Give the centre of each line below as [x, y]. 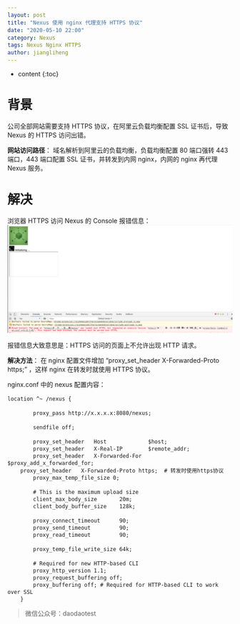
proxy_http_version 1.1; [70, 571]
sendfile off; [54, 428]
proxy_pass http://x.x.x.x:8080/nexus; [92, 413]
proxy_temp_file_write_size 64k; [83, 550]
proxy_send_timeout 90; [81, 528]
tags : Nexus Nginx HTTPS [44, 45]
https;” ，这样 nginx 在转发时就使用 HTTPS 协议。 [81, 369]
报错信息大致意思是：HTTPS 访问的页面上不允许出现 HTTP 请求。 [104, 346]
